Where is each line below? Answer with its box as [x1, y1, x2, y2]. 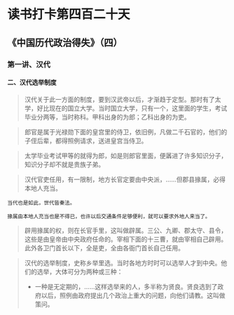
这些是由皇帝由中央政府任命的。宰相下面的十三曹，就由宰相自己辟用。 [24, 235, 228, 243]
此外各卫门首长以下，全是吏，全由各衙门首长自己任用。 [24, 243, 184, 252]
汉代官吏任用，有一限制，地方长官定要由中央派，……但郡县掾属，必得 [24, 175, 226, 184]
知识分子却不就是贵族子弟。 [24, 160, 105, 169]
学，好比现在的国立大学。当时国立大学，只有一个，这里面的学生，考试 [24, 103, 228, 112]
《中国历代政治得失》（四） [7, 37, 123, 49]
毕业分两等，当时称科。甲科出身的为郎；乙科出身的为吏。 [24, 112, 191, 121]
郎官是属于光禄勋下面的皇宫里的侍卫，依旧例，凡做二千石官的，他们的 [24, 127, 228, 136]
